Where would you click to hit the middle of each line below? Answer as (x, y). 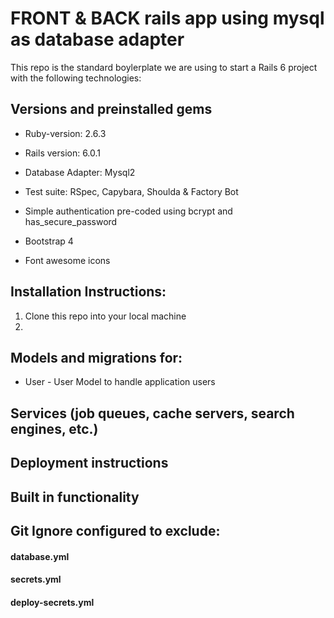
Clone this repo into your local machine (105, 316)
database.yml (40, 556)
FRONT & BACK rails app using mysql (167, 18)
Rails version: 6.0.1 (63, 153)
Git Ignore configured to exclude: (115, 530)
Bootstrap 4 (49, 241)
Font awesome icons (67, 260)
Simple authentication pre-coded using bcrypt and (128, 211)
